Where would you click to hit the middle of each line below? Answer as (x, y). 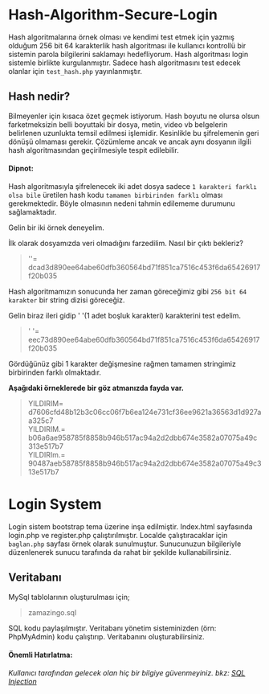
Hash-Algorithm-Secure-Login (113, 15)
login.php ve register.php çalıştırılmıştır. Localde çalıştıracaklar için (118, 535)
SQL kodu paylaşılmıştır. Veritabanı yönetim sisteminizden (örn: (112, 628)
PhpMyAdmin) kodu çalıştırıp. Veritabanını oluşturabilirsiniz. (106, 636)
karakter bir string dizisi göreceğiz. (67, 300)
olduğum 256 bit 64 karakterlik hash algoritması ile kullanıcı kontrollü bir (127, 45)
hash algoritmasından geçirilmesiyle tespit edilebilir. (94, 150)
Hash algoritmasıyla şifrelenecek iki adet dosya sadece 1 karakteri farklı (132, 186)
